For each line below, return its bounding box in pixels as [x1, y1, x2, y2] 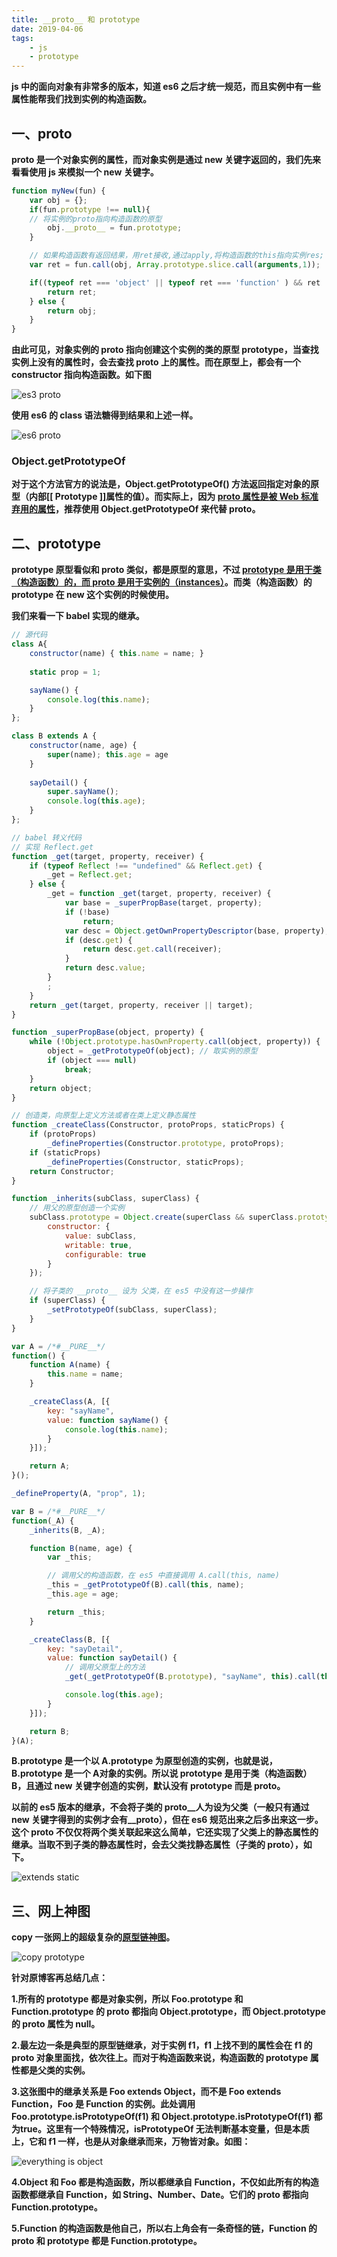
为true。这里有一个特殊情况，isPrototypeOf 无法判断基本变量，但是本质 [11, 2123, 310, 2135]
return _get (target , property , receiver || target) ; [29, 1000, 254, 1010]
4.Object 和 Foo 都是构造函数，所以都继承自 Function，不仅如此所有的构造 [11, 2176, 320, 2188]
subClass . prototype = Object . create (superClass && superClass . [29, 1212, 299, 1223]
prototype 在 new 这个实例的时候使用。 [11, 589, 175, 601]
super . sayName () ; [47, 787, 119, 797]
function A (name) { [29, 1360, 111, 1370]
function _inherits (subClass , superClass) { [11, 1194, 200, 1204]
